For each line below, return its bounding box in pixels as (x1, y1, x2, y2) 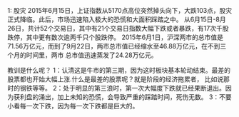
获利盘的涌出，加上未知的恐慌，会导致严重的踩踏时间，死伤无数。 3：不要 (13, 93, 232, 101)
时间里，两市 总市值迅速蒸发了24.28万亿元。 (26, 51, 158, 59)
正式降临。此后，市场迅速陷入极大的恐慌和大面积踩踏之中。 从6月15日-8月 (7, 15, 226, 24)
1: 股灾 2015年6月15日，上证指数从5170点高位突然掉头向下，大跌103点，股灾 (7, 6, 233, 14)
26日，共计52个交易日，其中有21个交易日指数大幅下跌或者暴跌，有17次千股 (7, 24, 229, 32)
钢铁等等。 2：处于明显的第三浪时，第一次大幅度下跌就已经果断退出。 (19, 84, 226, 92)
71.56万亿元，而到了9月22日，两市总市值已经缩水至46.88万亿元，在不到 (7, 42, 220, 50)
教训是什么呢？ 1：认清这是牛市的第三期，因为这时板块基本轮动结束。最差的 (7, 66, 230, 74)
